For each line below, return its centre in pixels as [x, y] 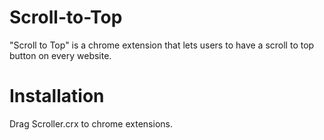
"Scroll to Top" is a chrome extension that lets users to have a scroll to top [162, 45]
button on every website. [60, 55]
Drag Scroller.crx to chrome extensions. [91, 123]
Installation [57, 96]
